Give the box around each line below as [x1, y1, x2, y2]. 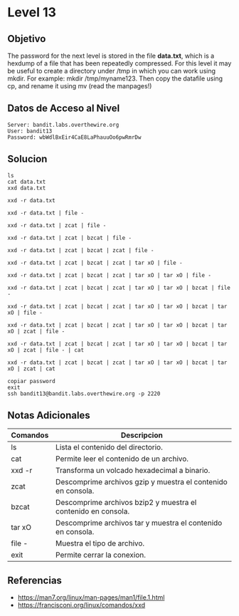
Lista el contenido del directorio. [55, 442, 164, 452]
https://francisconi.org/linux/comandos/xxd [17, 601, 146, 610]
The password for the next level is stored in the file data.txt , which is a [7, 51, 215, 60]
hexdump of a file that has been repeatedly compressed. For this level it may [7, 59, 232, 68]
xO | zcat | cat [7, 365, 55, 372]
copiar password [7, 377, 55, 385]
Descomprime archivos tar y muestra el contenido [55, 518, 223, 528]
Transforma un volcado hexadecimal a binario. [55, 466, 211, 476]
